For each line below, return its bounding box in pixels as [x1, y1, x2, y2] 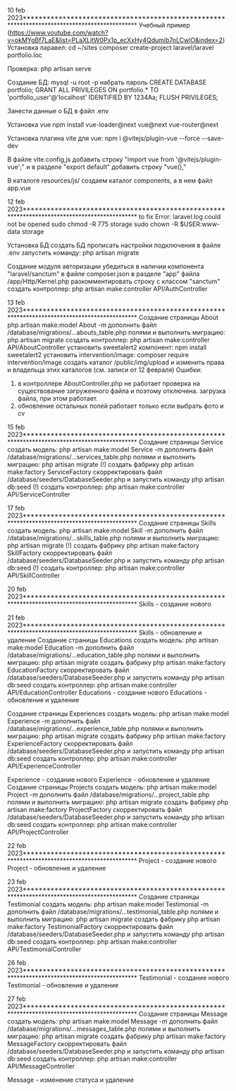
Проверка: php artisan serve [7, 65, 92, 73]
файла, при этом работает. [17, 394, 99, 402]
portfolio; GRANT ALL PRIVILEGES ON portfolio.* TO [7, 86, 159, 94]
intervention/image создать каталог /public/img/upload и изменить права [7, 359, 225, 366]
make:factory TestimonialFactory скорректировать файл [7, 923, 174, 930]
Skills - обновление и [138, 628, 202, 637]
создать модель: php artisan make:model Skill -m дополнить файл [7, 526, 204, 535]
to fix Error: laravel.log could [138, 213, 221, 220]
